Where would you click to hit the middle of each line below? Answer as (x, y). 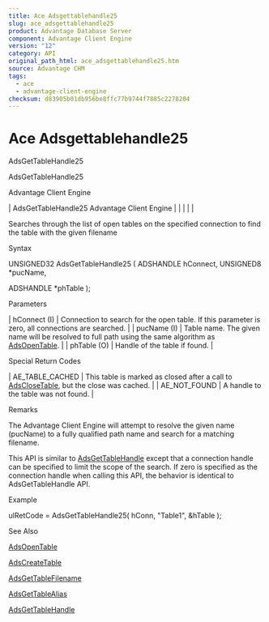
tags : (17, 76)
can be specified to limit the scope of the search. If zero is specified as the (133, 467)
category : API (32, 53)
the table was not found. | (51, 394)
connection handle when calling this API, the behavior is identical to (121, 475)
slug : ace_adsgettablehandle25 (61, 23)
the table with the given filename (63, 232)
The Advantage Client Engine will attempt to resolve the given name (122, 425)
